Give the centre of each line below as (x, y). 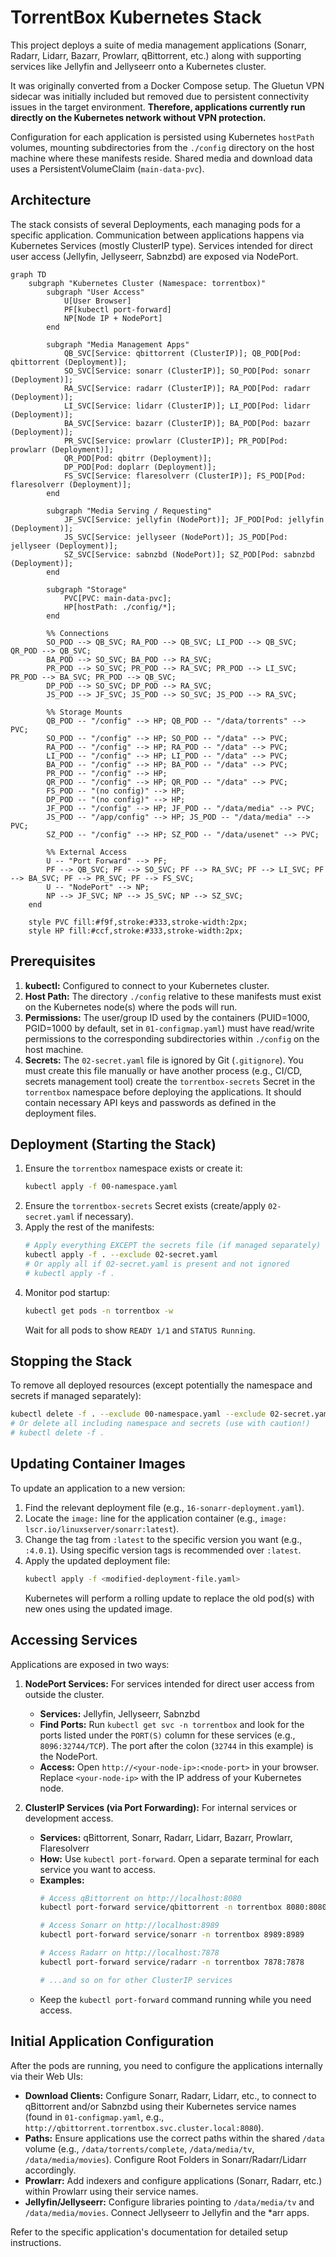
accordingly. (50, 2170)
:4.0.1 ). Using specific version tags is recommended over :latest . (163, 1550)
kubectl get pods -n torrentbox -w (99, 1311)
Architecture (51, 200)
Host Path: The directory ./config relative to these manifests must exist (173, 996)
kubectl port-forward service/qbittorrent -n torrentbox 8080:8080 (183, 1907)
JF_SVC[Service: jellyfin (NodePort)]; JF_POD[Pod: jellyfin (194, 519)
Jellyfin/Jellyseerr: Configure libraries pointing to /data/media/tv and (169, 2202)
